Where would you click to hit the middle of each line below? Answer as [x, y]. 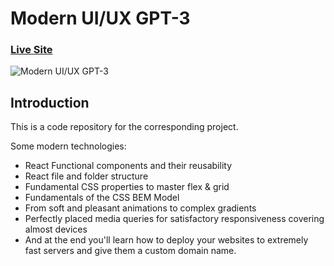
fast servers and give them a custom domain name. [130, 251]
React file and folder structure [86, 176]
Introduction [50, 102]
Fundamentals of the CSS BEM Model [102, 198]
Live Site [31, 50]
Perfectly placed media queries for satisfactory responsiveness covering [174, 219]
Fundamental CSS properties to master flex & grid [127, 187]
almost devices [56, 229]
